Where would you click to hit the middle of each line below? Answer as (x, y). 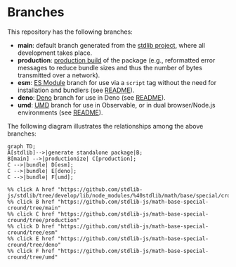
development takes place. (55, 53)
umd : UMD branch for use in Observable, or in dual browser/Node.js (116, 105)
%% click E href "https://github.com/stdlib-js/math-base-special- (108, 239)
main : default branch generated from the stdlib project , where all (111, 45)
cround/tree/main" (34, 208)
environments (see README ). (60, 112)
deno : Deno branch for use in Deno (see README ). (92, 97)
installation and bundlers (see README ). (76, 90)
